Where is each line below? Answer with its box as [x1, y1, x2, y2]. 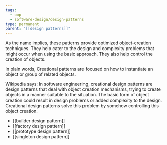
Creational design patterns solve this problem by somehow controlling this [5, 103, 159, 109]
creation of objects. [5, 56, 46, 62]
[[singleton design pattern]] [12, 134, 70, 140]
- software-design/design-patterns [10, 17, 85, 22]
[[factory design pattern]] [12, 123, 66, 129]
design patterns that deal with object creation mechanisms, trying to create [5, 86, 161, 92]
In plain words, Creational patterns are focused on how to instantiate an [5, 66, 153, 72]
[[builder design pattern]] [12, 118, 65, 124]
